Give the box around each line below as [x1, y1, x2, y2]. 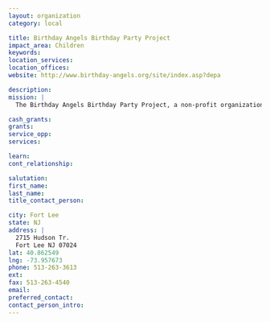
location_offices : [8, 64, 70, 72]
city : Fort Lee [8, 211, 59, 220]
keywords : [8, 49, 42, 57]
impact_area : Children [8, 41, 84, 49]
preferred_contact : [8, 293, 74, 302]
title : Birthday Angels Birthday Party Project [8, 34, 171, 42]
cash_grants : [8, 115, 52, 123]
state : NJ [8, 219, 42, 227]
